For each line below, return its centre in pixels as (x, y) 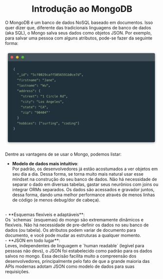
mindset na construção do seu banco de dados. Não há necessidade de (84, 179)
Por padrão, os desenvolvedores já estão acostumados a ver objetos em (85, 169)
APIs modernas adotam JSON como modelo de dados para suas (70, 266)
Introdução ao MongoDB (82, 9)
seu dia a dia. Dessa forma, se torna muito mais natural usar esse (78, 174)
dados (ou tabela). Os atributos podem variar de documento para (71, 230)
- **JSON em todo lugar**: (33, 240)
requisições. (18, 271)
